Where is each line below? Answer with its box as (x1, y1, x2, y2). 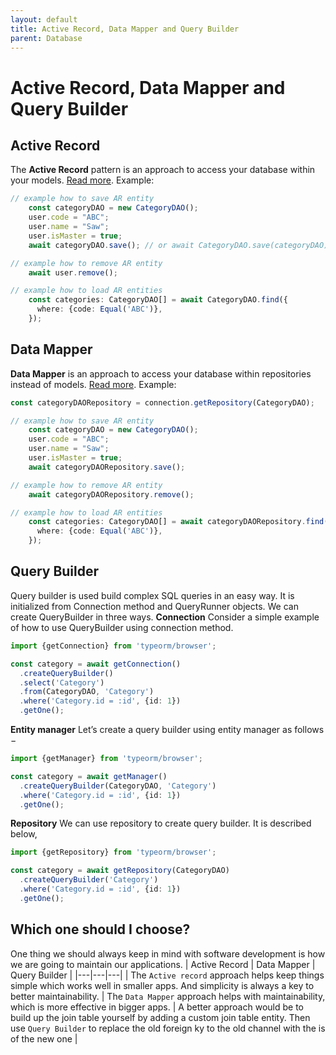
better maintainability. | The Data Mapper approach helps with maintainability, (10, 990, 326, 1002)
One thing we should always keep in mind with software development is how (10, 947, 326, 960)
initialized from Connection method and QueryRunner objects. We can (10, 600, 299, 612)
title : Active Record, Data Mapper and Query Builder (10, 24, 240, 34)
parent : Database (10, 33, 83, 43)
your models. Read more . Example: (10, 174, 155, 186)
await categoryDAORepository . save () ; (28, 462, 186, 472)
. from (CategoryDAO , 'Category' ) (19, 687, 155, 697)
